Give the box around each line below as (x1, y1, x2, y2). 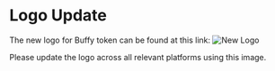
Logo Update (9, 5, 108, 26)
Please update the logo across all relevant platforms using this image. (9, 51, 267, 62)
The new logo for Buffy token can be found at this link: (9, 35, 211, 45)
